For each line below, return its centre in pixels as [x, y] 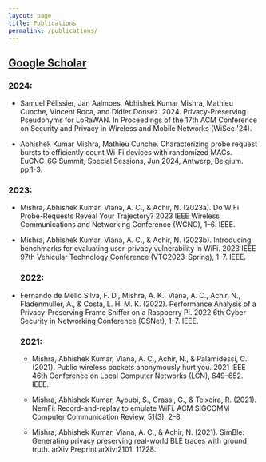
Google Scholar [48, 63]
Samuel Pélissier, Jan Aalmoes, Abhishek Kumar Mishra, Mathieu [127, 103]
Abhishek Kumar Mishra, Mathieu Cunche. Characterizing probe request [139, 144]
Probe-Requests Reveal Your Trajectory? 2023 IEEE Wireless [119, 216]
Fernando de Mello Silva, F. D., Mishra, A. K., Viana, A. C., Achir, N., [130, 295]
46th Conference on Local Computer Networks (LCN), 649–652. [137, 376]
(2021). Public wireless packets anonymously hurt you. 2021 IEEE [139, 367]
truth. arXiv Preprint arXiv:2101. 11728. [94, 449]
